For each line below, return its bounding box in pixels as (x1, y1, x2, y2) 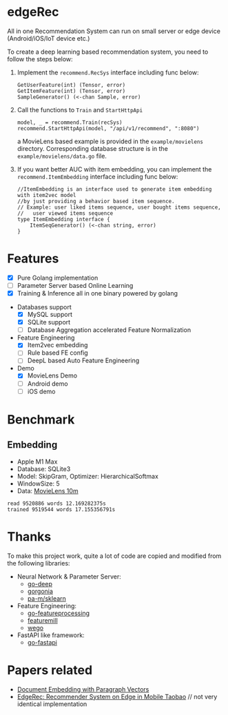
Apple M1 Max (17, 457, 58, 466)
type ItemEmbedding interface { (17, 216, 110, 222)
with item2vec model (17, 191, 76, 198)
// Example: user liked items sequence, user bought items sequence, (17, 204, 222, 211)
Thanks (7, 528, 52, 544)
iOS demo (27, 387, 56, 395)
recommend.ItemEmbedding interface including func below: (17, 172, 178, 180)
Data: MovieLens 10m (17, 486, 79, 495)
